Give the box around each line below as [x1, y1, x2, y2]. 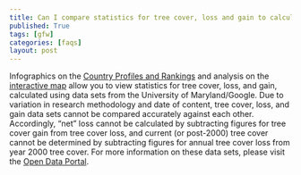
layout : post [9, 46, 58, 55]
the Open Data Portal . [9, 156, 90, 167]
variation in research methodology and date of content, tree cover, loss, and [9, 99, 289, 110]
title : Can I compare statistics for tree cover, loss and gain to [9, 12, 267, 22]
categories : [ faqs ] [9, 37, 82, 47]
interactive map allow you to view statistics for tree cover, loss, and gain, [9, 80, 278, 91]
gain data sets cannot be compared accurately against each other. [9, 109, 254, 120]
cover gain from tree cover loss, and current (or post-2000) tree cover [9, 128, 269, 138]
